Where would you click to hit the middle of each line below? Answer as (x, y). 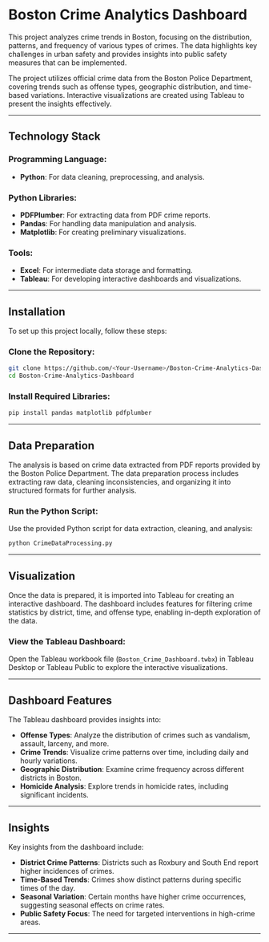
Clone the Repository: (52, 351)
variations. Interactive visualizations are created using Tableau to (138, 95)
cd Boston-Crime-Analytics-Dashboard (71, 376)
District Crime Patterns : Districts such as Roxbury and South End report (139, 862)
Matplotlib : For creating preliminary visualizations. (103, 232)
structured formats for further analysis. (72, 490)
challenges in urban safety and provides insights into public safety (118, 54)
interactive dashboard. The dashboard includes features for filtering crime (130, 604)
